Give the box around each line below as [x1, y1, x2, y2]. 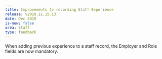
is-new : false [5, 20, 35, 26]
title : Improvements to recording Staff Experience [5, 7, 114, 12]
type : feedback [5, 30, 37, 35]
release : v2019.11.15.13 [5, 12, 56, 17]
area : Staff [5, 25, 30, 30]
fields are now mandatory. [5, 48, 58, 54]
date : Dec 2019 [5, 16, 37, 21]
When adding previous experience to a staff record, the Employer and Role [5, 43, 157, 49]
